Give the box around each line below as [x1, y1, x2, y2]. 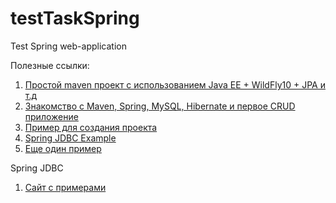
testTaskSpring [10, 7, 140, 30]
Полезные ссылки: [10, 59, 90, 71]
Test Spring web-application [10, 40, 127, 52]
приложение [24, 110, 79, 122]
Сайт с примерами [24, 181, 107, 193]
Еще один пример [24, 142, 102, 154]
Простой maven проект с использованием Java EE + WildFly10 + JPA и [24, 78, 326, 91]
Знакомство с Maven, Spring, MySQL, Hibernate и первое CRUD [24, 100, 296, 112]
